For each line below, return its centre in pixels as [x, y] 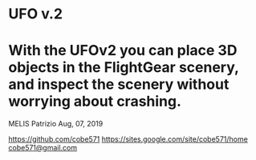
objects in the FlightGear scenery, [124, 68]
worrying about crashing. [95, 102]
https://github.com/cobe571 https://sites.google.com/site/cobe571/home [128, 139]
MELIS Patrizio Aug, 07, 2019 [56, 124]
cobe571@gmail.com [43, 148]
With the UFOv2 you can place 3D [123, 51]
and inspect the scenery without [119, 84]
